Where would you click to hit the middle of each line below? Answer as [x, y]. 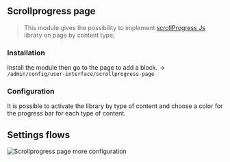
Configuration [31, 92]
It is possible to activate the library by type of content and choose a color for [115, 106]
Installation [26, 53]
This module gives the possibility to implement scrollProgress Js [115, 27]
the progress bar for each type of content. [67, 113]
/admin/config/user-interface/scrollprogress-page [81, 75]
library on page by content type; [69, 35]
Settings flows [39, 135]
